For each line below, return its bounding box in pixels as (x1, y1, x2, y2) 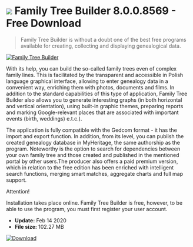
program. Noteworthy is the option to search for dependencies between (6, 145, 181, 152)
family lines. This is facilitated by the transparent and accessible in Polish (6, 71, 184, 78)
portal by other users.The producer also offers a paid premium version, (6, 158, 178, 165)
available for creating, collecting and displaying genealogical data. (20, 42, 181, 49)
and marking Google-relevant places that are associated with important (6, 109, 179, 116)
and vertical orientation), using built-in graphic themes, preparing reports (6, 102, 184, 109)
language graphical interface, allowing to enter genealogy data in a (6, 78, 169, 85)
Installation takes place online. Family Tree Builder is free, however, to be (6, 199, 183, 206)
